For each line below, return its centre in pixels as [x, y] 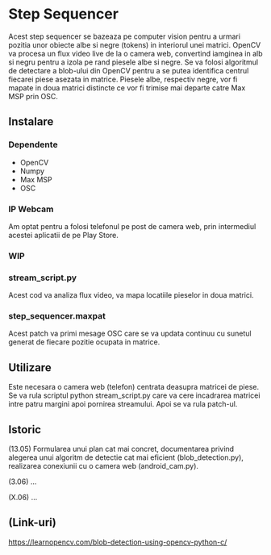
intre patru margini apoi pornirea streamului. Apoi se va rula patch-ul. [123, 404]
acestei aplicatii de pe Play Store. [64, 235]
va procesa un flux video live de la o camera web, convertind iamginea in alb [136, 53]
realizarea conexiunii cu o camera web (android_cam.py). [104, 466]
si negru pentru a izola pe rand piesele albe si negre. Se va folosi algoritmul [133, 62]
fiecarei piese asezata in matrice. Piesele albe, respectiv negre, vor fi [123, 79]
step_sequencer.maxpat [57, 316]
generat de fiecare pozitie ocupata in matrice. [84, 342]
